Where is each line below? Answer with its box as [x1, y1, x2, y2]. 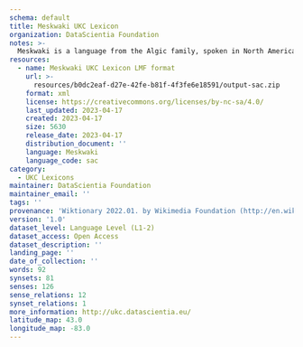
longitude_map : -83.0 [9, 324, 91, 333]
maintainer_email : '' [9, 190, 91, 199]
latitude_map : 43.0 [9, 315, 83, 325]
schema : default [9, 13, 70, 23]
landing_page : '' [9, 249, 75, 258]
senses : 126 [9, 282, 54, 291]
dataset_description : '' [9, 240, 103, 249]
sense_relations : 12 [9, 290, 87, 299]
